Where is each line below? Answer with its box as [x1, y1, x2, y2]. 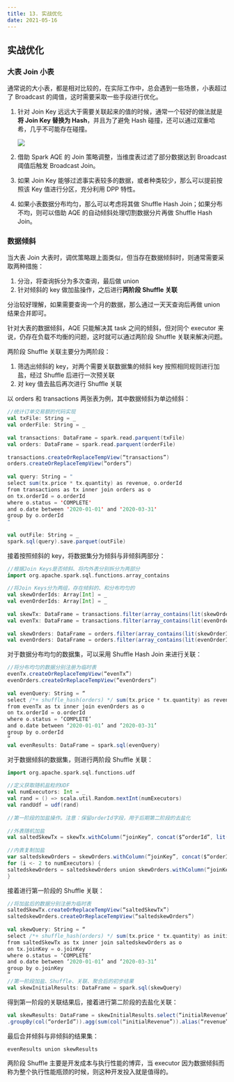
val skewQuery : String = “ [7, 926, 86, 934]
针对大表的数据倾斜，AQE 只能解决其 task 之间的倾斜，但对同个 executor [7, 324, 217, 332]
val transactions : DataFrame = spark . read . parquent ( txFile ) [7, 434, 186, 441]
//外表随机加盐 [7, 827, 45, 835]
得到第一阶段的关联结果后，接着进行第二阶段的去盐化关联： [7, 998, 178, 1006]
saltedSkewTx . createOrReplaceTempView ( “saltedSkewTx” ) [7, 906, 170, 913]
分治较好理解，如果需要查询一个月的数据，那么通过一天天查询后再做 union [7, 300, 221, 309]
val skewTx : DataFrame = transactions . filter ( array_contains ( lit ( [7, 610, 204, 617]
